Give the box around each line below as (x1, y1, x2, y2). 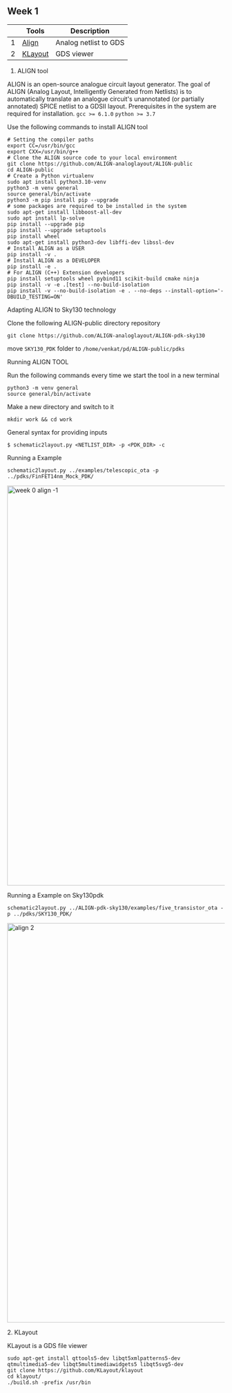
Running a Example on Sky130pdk (7, 891, 104, 899)
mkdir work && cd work (7, 416, 72, 423)
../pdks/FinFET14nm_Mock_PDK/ (7, 473, 95, 480)
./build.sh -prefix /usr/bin (7, 1378, 91, 1386)
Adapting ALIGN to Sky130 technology (7, 305, 116, 314)
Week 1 (7, 6, 39, 17)
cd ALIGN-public (7, 166, 54, 173)
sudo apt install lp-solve (7, 214, 85, 222)
